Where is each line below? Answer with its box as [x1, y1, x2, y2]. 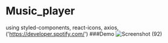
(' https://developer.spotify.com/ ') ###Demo [5, 30, 115, 37]
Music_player [5, 4, 75, 18]
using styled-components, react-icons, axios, [5, 24, 119, 31]
